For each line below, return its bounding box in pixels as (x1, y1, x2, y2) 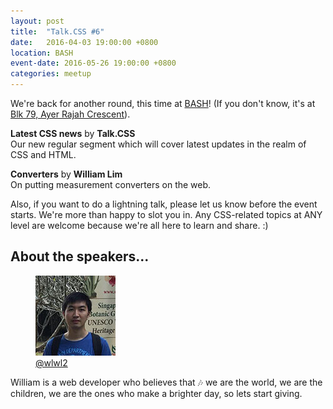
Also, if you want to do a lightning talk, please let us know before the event (10, 198, 318, 210)
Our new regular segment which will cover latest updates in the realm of (10, 138, 307, 150)
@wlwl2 (35, 356, 68, 369)
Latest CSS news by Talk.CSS (10, 128, 136, 139)
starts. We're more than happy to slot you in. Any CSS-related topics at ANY (10, 209, 323, 220)
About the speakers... (10, 248, 150, 265)
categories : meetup (10, 69, 92, 79)
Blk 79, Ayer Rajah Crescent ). (10, 108, 131, 120)
